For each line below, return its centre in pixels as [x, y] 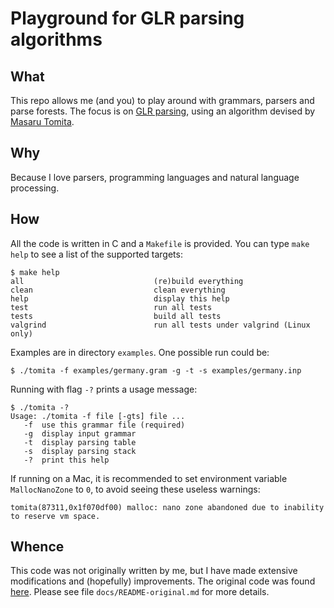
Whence [37, 547]
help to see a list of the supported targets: [96, 254]
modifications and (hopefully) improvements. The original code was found [163, 581]
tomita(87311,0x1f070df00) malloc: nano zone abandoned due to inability [167, 507]
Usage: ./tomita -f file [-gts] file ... [98, 416]
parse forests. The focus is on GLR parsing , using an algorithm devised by [163, 111]
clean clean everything [118, 290]
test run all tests [111, 307]
